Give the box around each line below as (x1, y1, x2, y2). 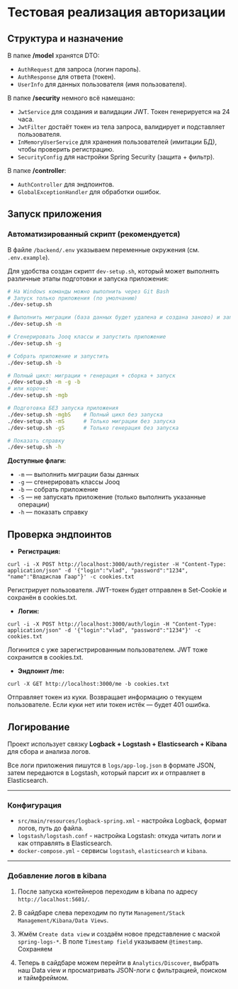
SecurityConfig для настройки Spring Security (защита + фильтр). (17, 153, 215, 161)
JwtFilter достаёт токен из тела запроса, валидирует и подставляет (17, 123, 225, 131)
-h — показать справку (17, 508, 89, 516)
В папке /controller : (7, 166, 67, 174)
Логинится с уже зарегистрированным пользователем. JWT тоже (7, 645, 208, 654)
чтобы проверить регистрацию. (17, 145, 115, 153)
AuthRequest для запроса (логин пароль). (17, 65, 141, 73)
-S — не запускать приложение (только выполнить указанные (17, 493, 206, 502)
